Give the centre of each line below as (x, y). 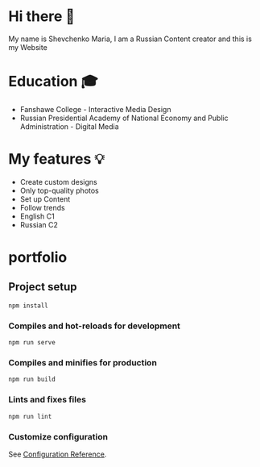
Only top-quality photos (59, 190)
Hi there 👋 (41, 17)
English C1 (37, 216)
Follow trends (43, 207)
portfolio (38, 257)
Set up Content (45, 199)
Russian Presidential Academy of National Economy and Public (124, 118)
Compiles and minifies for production (83, 363)
